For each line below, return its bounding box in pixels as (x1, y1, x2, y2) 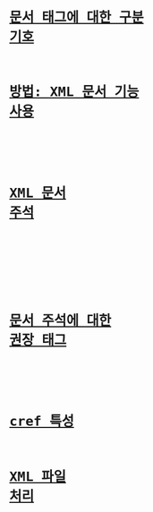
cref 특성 (9, 413, 74, 430)
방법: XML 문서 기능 (9, 83, 140, 100)
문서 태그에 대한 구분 (9, 9, 145, 26)
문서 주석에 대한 (9, 311, 112, 329)
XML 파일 (9, 468, 67, 485)
